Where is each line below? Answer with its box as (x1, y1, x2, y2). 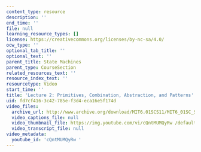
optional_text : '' (6, 53, 52, 59)
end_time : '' (6, 20, 39, 26)
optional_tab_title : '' (6, 48, 66, 54)
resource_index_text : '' (6, 75, 68, 81)
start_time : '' (6, 87, 44, 93)
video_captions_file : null (11, 114, 79, 120)
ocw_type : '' (6, 42, 39, 48)
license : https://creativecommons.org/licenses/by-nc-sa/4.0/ (6, 37, 165, 42)
